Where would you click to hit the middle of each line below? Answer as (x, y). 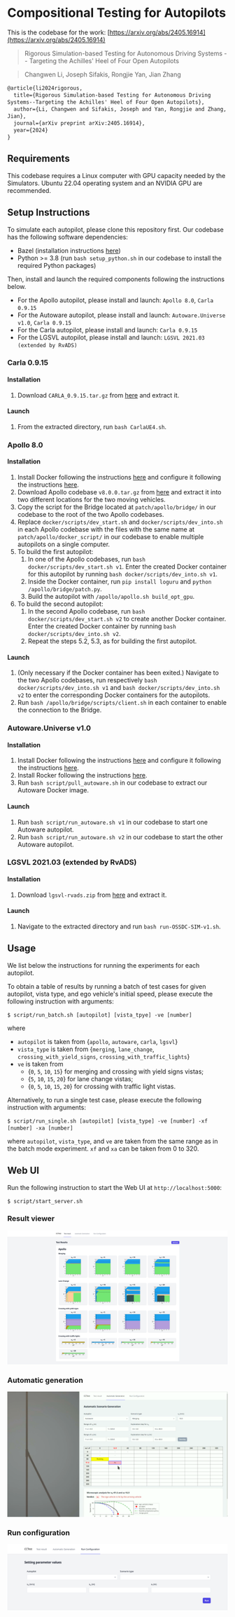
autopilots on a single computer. (64, 544)
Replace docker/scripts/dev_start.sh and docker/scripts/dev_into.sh (120, 522)
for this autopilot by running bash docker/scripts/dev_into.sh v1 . (123, 574)
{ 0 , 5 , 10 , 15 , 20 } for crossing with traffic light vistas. (102, 1086)
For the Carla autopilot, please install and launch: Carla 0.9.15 (107, 330)
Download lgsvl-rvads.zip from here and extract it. (92, 895)
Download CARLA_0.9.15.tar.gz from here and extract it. (98, 395)
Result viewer (31, 1219)
